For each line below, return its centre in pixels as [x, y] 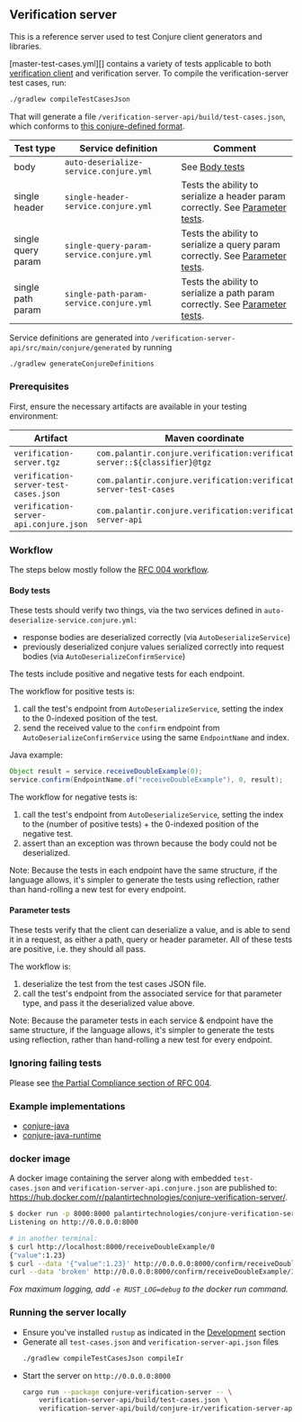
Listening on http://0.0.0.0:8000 [74, 1223]
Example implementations [67, 1106]
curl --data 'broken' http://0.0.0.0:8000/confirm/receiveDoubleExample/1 [152, 1272]
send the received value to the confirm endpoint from [121, 728]
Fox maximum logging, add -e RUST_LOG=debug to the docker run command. [149, 1289]
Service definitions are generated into [79, 338]
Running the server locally [68, 1312]
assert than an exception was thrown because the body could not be [149, 843]
